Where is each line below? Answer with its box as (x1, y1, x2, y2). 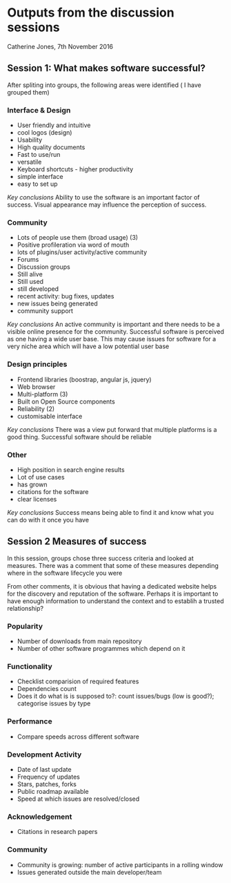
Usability (17, 136, 43, 144)
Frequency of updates (17, 772, 81, 781)
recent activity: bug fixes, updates (17, 292, 114, 301)
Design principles (7, 359, 68, 369)
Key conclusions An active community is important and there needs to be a (7, 320, 221, 329)
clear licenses (17, 495, 57, 503)
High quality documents (17, 143, 86, 151)
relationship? (7, 604, 43, 612)
